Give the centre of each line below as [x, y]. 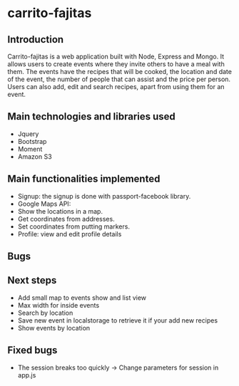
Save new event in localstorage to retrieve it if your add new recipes [118, 320]
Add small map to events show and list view [82, 298]
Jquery [28, 134]
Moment [30, 149]
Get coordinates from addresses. [66, 219]
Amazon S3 [35, 156]
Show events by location [54, 328]
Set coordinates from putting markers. [74, 226]
